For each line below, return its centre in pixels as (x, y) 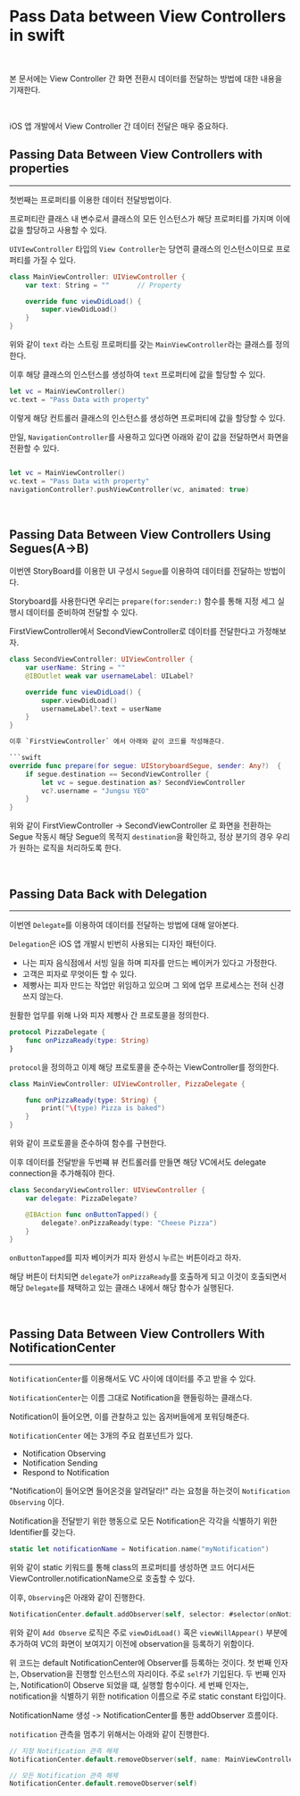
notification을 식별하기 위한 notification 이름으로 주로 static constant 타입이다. (148, 1696)
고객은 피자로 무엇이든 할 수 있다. (79, 974)
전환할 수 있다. (34, 447)
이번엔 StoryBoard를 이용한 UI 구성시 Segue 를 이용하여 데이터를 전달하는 (136, 571)
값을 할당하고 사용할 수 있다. (58, 230)
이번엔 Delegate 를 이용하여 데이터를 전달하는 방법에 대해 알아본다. (124, 925)
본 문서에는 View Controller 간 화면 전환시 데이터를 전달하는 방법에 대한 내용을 (146, 79)
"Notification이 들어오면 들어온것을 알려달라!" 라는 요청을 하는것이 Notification (150, 1491)
